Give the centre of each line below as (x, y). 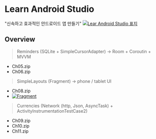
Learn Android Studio (50, 9)
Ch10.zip (21, 126)
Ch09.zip (21, 121)
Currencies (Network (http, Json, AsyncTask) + (65, 106)
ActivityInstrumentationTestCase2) (52, 111)
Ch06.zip (21, 71)
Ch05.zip (21, 66)
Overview (20, 39)
